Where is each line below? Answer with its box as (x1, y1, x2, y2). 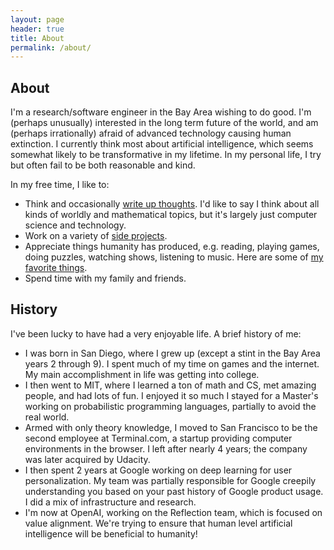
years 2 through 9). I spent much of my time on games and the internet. (24, 357, 320, 370)
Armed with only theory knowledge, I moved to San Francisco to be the (24, 421, 318, 433)
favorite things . (24, 262, 88, 274)
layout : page (10, 14, 65, 25)
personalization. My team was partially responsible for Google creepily (24, 474, 317, 486)
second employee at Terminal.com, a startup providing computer (24, 432, 293, 444)
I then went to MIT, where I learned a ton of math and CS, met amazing (24, 379, 317, 391)
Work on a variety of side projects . (24, 230, 168, 242)
